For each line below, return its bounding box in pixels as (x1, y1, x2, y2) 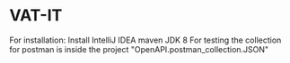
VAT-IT (9, 5, 63, 26)
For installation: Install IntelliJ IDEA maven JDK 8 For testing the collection (9, 35, 282, 45)
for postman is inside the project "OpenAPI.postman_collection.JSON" (9, 43, 269, 54)
